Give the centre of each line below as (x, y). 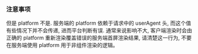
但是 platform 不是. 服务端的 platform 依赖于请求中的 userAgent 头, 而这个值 (99, 23)
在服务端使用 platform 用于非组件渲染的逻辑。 (62, 45)
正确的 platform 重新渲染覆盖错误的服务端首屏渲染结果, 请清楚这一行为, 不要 (99, 38)
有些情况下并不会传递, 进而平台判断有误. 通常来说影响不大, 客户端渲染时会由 (99, 31)
